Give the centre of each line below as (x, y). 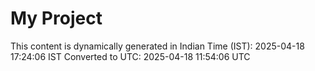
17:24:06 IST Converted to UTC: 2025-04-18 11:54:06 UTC (130, 56)
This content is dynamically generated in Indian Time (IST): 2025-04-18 (157, 46)
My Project (56, 18)
